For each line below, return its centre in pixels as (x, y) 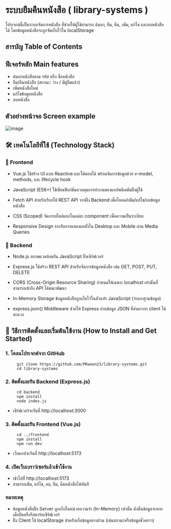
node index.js (32, 401)
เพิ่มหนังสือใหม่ (25, 88)
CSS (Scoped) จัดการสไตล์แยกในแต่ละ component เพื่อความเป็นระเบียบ (78, 216)
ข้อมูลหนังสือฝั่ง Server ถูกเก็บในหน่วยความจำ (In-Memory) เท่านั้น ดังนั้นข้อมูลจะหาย (88, 508)
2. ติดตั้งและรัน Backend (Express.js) (48, 381)
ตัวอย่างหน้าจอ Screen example (51, 116)
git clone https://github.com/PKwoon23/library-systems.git (82, 364)
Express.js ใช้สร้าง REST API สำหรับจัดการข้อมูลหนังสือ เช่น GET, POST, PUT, (85, 266)
